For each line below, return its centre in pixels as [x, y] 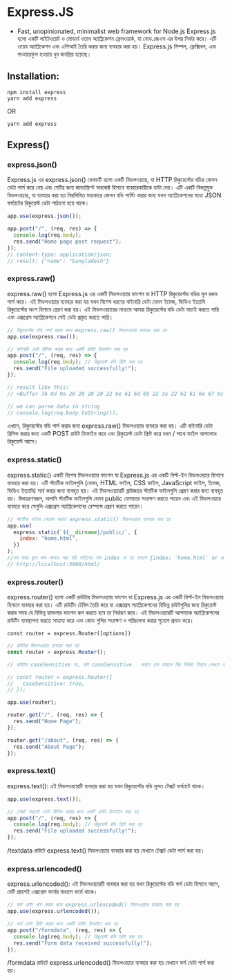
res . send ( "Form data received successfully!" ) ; [83, 943]
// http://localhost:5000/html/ [54, 564]
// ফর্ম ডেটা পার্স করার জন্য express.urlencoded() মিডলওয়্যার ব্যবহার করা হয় [93, 905]
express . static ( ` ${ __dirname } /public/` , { [75, 532]
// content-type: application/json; [60, 254]
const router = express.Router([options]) [69, 634]
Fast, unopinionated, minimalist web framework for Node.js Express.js [116, 31]
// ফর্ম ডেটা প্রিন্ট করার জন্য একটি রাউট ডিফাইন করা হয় [63, 924]
